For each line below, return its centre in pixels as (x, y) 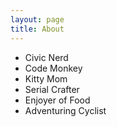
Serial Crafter (52, 89)
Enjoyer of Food (57, 100)
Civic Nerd (46, 57)
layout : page (37, 19)
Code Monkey (53, 68)
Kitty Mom (46, 78)
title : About (37, 29)
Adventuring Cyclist (65, 110)
